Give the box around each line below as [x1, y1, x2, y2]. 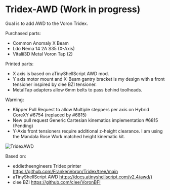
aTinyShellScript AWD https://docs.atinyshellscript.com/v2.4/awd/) [12, 174, 153, 180]
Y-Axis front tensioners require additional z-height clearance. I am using [12, 128, 163, 134]
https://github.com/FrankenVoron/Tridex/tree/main [12, 168, 118, 174]
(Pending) [12, 122, 34, 129]
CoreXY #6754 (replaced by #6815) [12, 112, 87, 118]
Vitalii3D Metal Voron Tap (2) [12, 51, 73, 57]
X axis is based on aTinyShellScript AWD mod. [12, 70, 109, 77]
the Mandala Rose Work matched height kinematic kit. [12, 133, 125, 139]
